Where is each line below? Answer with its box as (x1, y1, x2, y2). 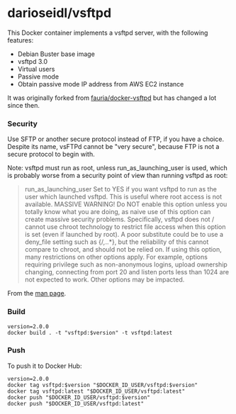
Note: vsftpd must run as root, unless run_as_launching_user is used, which (7, 164, 228, 172)
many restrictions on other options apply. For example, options (24, 253, 208, 262)
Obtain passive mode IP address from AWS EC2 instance (17, 79, 184, 88)
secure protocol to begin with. (7, 150, 95, 159)
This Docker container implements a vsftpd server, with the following (7, 28, 208, 37)
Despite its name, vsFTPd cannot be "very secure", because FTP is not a (7, 142, 220, 151)
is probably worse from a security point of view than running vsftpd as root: (7, 172, 228, 180)
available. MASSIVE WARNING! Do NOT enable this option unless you (24, 200, 227, 208)
